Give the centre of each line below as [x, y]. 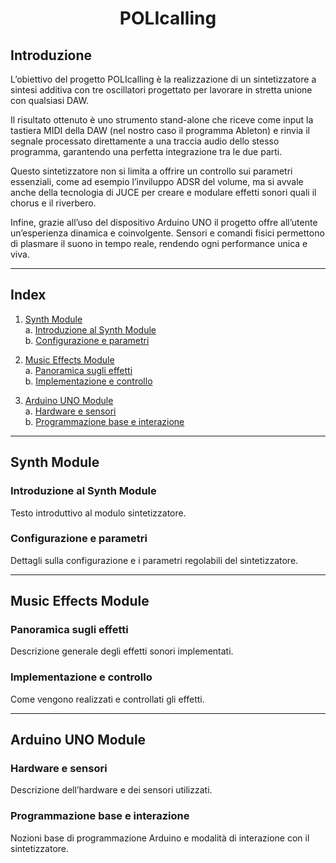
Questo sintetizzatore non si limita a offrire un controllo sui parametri [151, 171]
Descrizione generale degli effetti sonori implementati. [122, 651]
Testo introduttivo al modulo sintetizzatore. [98, 513]
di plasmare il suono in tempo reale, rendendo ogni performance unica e [159, 243]
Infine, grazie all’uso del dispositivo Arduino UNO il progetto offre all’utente [164, 222]
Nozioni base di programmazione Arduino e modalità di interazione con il [160, 838]
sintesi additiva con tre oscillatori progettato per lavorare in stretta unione [161, 90]
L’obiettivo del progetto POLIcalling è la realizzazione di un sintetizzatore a [163, 79]
